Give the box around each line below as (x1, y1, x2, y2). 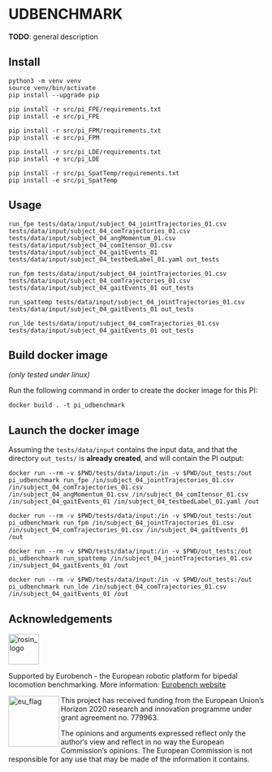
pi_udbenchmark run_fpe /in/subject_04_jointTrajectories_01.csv (8, 477, 234, 485)
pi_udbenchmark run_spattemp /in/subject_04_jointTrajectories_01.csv (8, 554, 253, 563)
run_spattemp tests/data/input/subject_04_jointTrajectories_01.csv (8, 298, 245, 306)
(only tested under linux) (8, 370, 91, 380)
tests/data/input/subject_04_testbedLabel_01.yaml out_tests (8, 255, 220, 264)
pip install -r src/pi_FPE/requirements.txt (8, 105, 162, 114)
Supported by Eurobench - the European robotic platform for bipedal (8, 671, 238, 680)
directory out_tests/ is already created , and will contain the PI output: (8, 454, 244, 464)
